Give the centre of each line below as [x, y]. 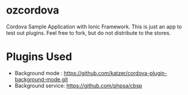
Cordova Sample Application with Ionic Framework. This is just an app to [94, 27]
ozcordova [33, 10]
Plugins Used [39, 57]
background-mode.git [41, 79]
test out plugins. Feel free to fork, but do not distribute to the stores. [88, 32]
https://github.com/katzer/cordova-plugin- [116, 73]
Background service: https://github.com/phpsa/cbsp [78, 86]
